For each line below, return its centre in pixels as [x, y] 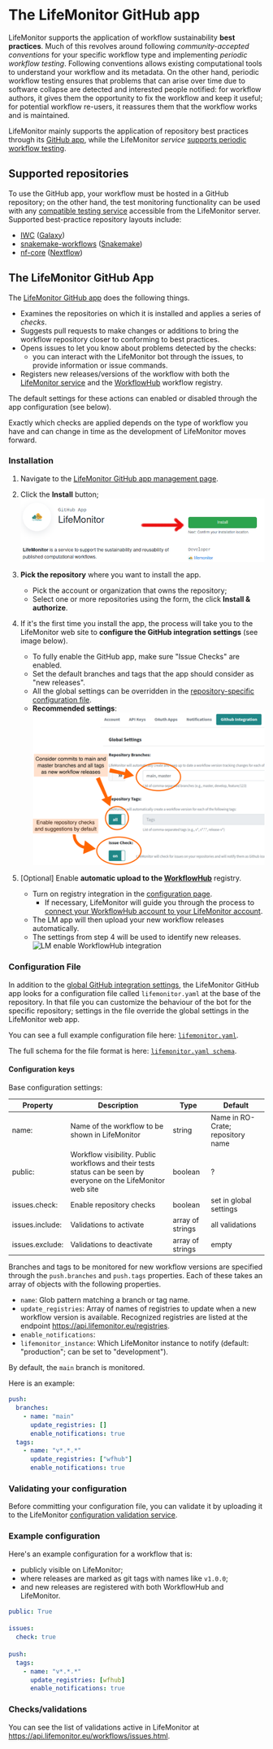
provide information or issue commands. [100, 365]
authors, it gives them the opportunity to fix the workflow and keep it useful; [136, 98]
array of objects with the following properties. [85, 1284]
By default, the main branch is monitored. [77, 1368]
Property [38, 1105]
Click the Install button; [59, 494]
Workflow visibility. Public [113, 1154]
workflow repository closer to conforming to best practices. [120, 339]
